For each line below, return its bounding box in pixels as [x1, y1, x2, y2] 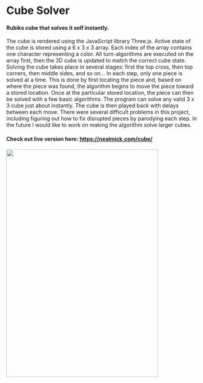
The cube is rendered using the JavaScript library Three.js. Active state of [6, 38, 191, 45]
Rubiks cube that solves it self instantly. [6, 24, 109, 31]
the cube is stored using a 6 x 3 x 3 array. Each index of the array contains [6, 44, 192, 52]
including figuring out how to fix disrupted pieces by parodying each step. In [6, 115, 197, 122]
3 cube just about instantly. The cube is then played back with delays [6, 102, 179, 109]
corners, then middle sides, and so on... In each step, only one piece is [6, 70, 183, 77]
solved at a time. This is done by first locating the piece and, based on [6, 76, 182, 84]
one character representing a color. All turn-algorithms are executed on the [6, 50, 194, 58]
